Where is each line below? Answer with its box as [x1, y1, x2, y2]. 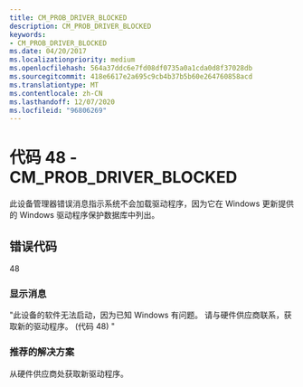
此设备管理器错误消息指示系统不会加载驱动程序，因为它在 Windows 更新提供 [9, 198, 294, 209]
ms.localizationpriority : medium [9, 55, 136, 64]
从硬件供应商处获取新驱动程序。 [9, 368, 128, 379]
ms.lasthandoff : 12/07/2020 [9, 97, 116, 107]
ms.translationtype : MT [9, 80, 99, 90]
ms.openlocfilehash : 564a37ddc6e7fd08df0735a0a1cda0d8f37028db [9, 64, 253, 73]
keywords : [9, 30, 47, 39]
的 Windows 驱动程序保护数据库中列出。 [9, 210, 160, 221]
